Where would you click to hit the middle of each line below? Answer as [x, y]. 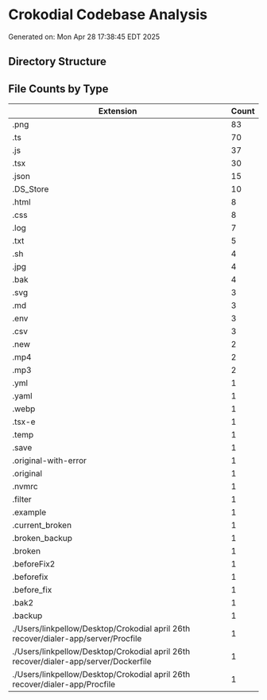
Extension [118, 111]
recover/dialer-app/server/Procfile [77, 639]
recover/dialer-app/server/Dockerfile [82, 662]
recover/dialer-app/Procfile [64, 684]
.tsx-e [24, 422]
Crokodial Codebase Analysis [108, 15]
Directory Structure [58, 62]
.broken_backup [43, 539]
